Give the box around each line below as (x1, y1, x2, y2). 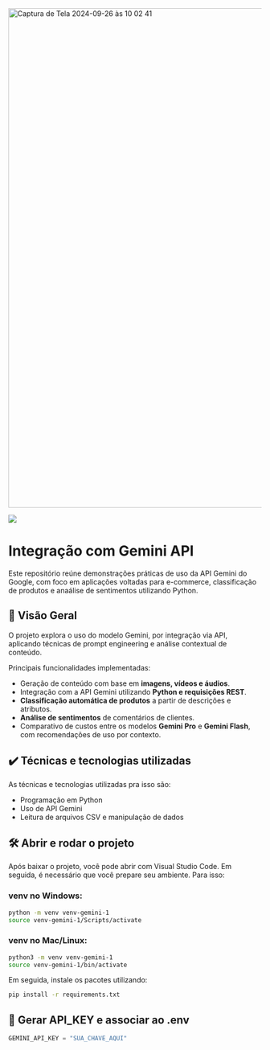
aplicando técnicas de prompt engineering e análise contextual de (8, 638, 227, 648)
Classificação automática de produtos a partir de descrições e (19, 695, 231, 705)
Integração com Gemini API (8, 542, 194, 560)
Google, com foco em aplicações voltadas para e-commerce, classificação (8, 576, 257, 586)
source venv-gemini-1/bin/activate (8, 961, 128, 969)
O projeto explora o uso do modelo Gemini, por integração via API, (8, 630, 228, 640)
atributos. (19, 703, 52, 714)
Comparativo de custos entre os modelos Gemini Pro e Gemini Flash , (19, 721, 251, 731)
